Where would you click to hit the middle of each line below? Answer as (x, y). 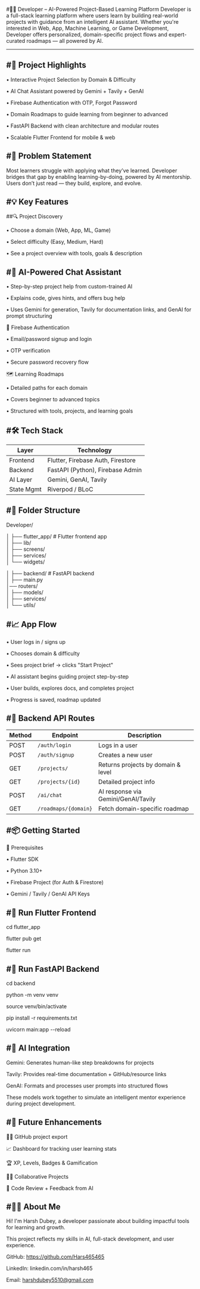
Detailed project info (126, 782)
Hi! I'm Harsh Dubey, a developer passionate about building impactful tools (98, 1221)
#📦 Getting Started (43, 830)
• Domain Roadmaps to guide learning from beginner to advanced (87, 114)
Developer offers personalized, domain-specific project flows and (87, 35)
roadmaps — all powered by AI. (65, 41)
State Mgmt (25, 489)
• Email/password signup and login (49, 339)
